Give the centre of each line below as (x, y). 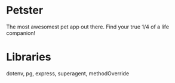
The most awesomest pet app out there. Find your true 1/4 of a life (87, 27)
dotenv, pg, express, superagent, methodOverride (68, 73)
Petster (25, 10)
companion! (21, 33)
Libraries (29, 57)
